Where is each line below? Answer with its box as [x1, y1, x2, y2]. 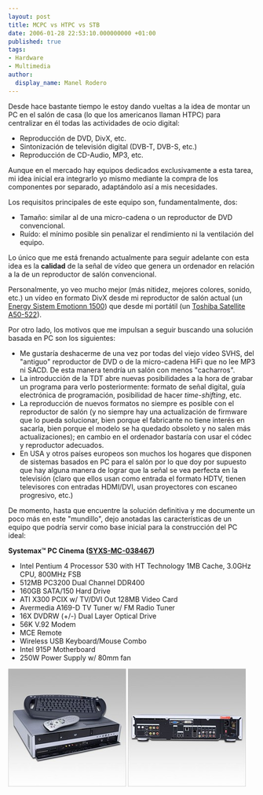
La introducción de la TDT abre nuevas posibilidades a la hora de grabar [19, 373, 254, 383]
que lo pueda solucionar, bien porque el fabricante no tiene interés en [19, 415, 245, 424]
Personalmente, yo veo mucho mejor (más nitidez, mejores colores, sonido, [8, 284, 252, 294]
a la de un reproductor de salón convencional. [8, 269, 157, 279]
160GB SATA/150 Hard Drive [19, 586, 111, 595]
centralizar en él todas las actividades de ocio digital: [8, 118, 181, 127]
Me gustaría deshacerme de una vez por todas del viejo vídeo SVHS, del [19, 348, 254, 357]
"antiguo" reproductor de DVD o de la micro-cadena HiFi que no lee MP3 [19, 357, 256, 366]
